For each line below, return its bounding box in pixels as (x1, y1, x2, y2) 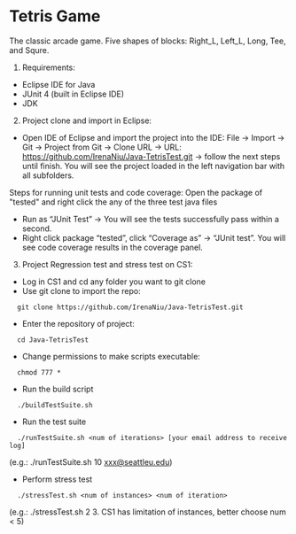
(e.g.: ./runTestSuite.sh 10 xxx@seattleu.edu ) (9, 456, 173, 467)
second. (21, 223, 52, 234)
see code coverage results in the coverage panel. (21, 242, 204, 252)
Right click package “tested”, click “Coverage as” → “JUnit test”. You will (21, 232, 286, 243)
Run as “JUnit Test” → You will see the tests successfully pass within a (21, 213, 279, 224)
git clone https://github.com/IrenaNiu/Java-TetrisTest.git (17, 303, 244, 312)
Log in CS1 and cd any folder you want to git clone (21, 276, 206, 287)
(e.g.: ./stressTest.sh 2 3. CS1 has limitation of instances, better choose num (9, 507, 286, 517)
